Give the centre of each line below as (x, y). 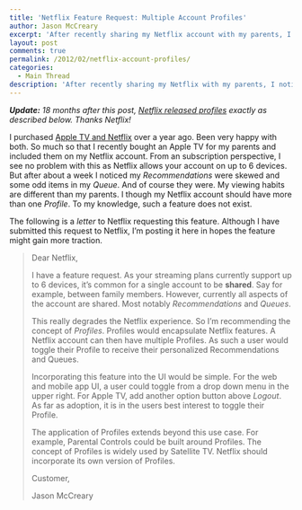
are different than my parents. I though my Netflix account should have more (151, 194)
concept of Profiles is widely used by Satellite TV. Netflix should (149, 451)
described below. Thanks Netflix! (71, 119)
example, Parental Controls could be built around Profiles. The (147, 442)
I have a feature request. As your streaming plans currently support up (161, 275)
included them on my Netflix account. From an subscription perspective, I (145, 156)
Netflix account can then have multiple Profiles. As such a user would (160, 340)
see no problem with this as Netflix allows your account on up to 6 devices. (148, 165)
